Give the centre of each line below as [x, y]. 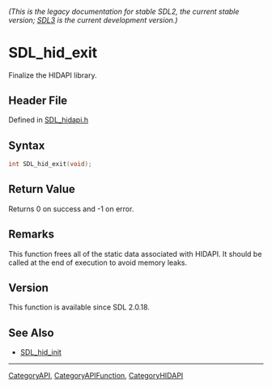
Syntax [27, 145]
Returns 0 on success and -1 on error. [71, 209]
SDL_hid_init [41, 352]
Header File [38, 100]
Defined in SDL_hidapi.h [49, 120]
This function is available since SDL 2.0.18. [79, 307]
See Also [31, 333]
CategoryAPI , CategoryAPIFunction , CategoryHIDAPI [96, 376]
